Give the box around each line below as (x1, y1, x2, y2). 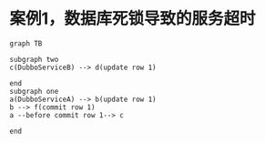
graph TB (9, 38, 43, 48)
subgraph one (9, 87, 59, 96)
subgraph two (9, 55, 59, 64)
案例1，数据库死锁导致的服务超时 (9, 8, 257, 29)
